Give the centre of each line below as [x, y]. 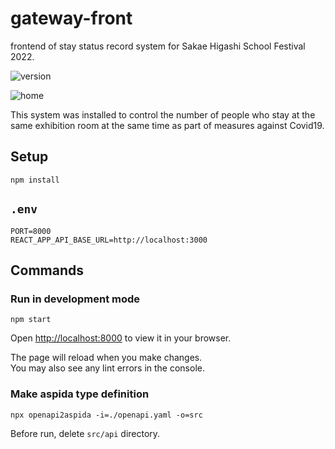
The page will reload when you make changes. [106, 358]
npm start [31, 320]
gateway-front [71, 18]
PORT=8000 [31, 231]
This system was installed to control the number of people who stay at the [163, 114]
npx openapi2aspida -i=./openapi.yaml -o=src [106, 415]
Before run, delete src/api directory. [85, 433]
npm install [35, 180]
